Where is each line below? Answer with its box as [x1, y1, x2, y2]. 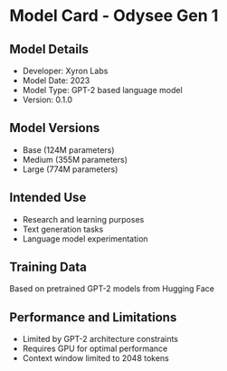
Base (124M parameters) [22, 144, 115, 155]
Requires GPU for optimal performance [22, 343, 168, 354]
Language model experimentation [22, 233, 148, 244]
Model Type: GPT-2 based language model [22, 85, 183, 95]
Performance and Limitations [9, 309, 177, 325]
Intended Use [9, 190, 87, 205]
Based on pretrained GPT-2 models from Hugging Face [9, 283, 215, 294]
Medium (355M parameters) [22, 154, 128, 165]
